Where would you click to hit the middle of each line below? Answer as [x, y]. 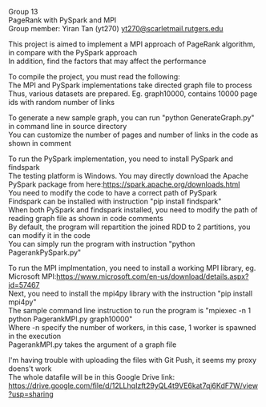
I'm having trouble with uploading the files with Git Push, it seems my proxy [133, 360]
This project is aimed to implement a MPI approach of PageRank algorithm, [132, 44]
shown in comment [40, 143]
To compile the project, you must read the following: [94, 77]
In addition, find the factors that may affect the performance [107, 61]
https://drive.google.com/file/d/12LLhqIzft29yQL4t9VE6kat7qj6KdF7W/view [133, 385]
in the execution [35, 336]
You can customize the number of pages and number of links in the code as [133, 135]
